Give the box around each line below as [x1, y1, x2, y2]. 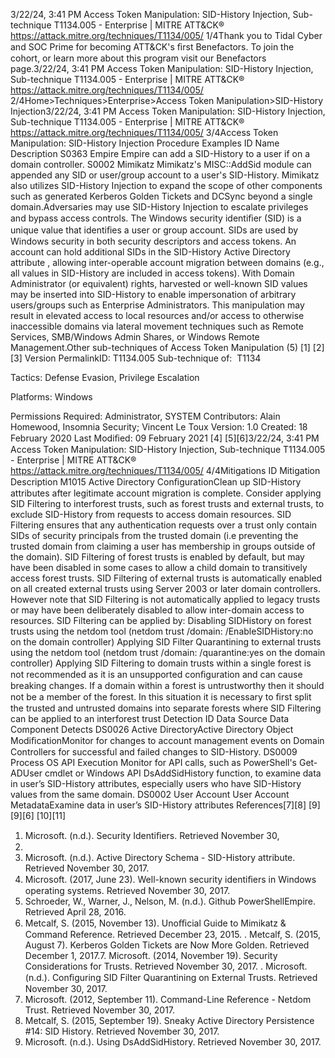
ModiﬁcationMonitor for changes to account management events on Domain [10, 735, 325, 746]
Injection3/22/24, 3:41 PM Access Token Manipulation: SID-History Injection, [10, 105, 326, 117]
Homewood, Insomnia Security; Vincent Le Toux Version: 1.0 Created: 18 [10, 421, 308, 433]
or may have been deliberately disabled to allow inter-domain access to [10, 604, 305, 616]
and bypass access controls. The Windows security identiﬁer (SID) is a [10, 212, 302, 224]
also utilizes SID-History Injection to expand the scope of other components [10, 180, 323, 191]
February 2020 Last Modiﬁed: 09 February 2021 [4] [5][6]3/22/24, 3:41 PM [10, 432, 320, 444]
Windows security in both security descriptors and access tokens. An [10, 235, 297, 247]
